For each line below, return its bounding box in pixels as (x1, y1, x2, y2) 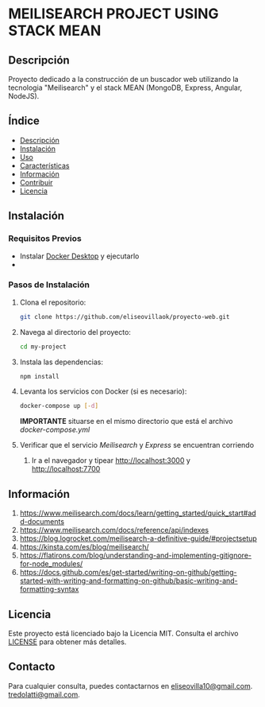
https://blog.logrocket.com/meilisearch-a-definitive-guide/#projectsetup (19, 534, 258, 543)
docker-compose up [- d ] (19, 402, 99, 410)
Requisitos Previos (8, 233, 82, 244)
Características (19, 161, 70, 170)
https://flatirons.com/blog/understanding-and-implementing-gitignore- (19, 550, 252, 561)
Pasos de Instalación (8, 279, 90, 290)
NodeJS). (8, 91, 40, 100)
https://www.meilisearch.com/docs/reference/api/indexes (19, 526, 209, 535)
